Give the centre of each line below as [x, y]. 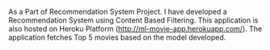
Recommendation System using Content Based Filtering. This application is [133, 20]
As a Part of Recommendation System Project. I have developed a [118, 12]
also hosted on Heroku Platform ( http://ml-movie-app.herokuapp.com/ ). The [135, 29]
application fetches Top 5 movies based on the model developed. [117, 37]
